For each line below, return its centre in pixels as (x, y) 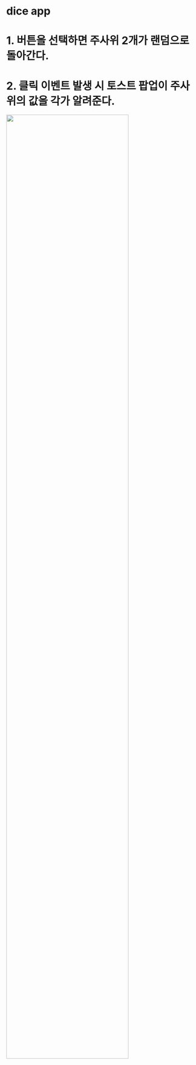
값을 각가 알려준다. (71, 101)
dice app (28, 11)
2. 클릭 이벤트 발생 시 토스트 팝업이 (87, 86)
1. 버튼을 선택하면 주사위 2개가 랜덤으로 (98, 41)
